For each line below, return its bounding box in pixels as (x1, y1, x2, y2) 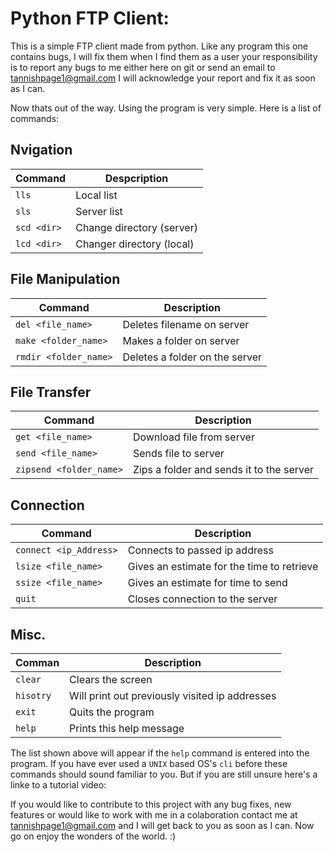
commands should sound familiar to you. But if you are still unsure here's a (10, 768, 318, 780)
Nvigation (10, 142, 73, 159)
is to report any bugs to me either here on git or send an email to (10, 61, 276, 73)
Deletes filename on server (122, 317, 250, 331)
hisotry (15, 690, 52, 701)
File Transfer (10, 383, 92, 401)
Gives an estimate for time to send (127, 576, 288, 590)
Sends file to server (132, 447, 225, 461)
